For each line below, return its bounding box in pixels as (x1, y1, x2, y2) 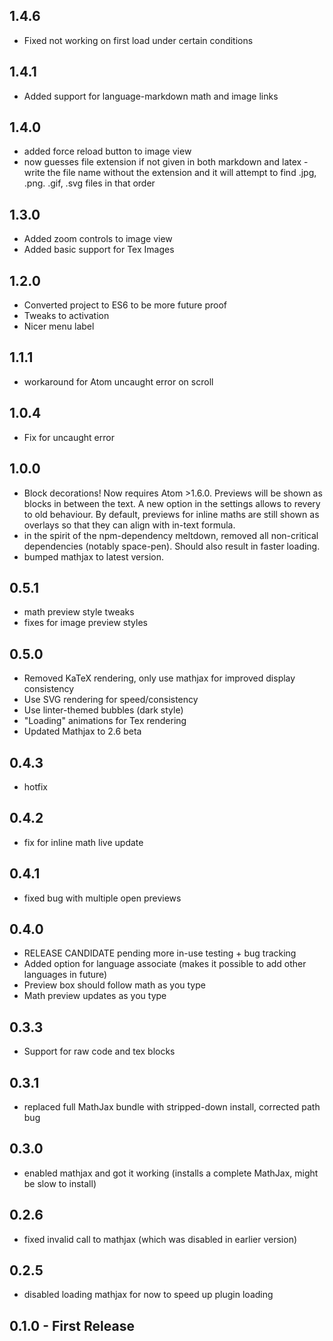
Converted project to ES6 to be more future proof (23, 299, 227, 311)
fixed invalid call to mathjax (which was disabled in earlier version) (23, 1233, 298, 1245)
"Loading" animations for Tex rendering (23, 715, 187, 727)
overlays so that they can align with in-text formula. (23, 519, 236, 531)
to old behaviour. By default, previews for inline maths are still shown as (23, 508, 320, 520)
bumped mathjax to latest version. (23, 550, 165, 563)
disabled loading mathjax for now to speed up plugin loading (23, 1289, 274, 1301)
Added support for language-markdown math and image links (23, 90, 279, 102)
